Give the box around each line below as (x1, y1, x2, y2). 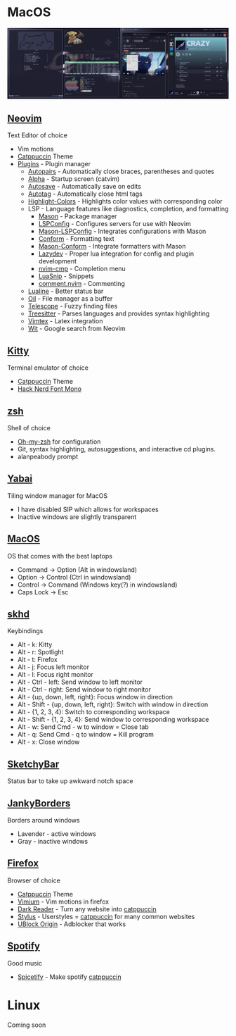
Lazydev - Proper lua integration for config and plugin (38, 249, 195, 258)
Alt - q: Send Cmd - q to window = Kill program (17, 730, 155, 739)
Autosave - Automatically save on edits (27, 182, 142, 191)
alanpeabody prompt (17, 452, 79, 461)
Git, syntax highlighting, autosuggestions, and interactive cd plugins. (17, 444, 216, 453)
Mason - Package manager (38, 212, 117, 220)
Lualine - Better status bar (27, 287, 104, 296)
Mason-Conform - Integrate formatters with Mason (38, 242, 186, 251)
